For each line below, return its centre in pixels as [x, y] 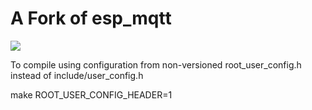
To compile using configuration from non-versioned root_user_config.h [156, 64]
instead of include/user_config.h [77, 75]
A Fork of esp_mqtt [91, 18]
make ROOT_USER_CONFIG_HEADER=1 [91, 94]
